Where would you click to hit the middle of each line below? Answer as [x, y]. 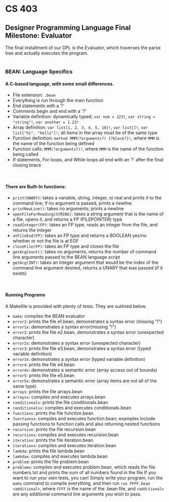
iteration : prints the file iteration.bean [53, 440]
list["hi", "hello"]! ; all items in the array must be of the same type [85, 133]
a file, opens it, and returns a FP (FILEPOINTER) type [67, 219]
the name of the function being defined [53, 144]
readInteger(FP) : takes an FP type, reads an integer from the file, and [85, 225]
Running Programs [25, 294]
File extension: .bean [34, 95]
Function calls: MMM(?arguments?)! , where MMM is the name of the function [88, 149]
